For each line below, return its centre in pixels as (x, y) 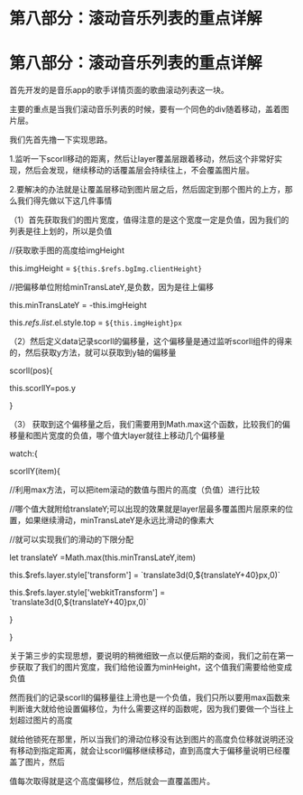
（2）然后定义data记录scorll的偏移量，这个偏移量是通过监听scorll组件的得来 (151, 341)
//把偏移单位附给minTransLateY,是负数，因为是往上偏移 (112, 287)
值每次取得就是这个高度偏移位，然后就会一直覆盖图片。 (112, 781)
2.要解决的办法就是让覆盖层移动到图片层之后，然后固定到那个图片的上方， (147, 190)
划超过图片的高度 (41, 720)
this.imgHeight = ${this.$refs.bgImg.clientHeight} (106, 268)
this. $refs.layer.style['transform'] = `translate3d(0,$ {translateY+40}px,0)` (145, 575)
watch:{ (24, 454)
